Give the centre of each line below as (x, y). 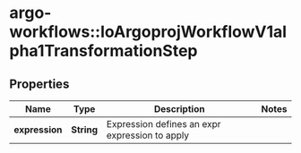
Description (179, 109)
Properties (39, 84)
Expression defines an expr (163, 124)
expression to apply (148, 135)
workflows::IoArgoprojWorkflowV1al (148, 32)
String (85, 130)
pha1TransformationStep (104, 51)
